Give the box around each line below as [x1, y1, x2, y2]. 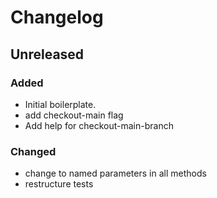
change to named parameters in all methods [24, 167, 207, 180]
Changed [10, 144, 57, 158]
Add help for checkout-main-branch [24, 119, 174, 131]
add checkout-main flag [24, 109, 124, 121]
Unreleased [10, 46, 85, 63]
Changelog [10, 6, 104, 29]
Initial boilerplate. [24, 98, 97, 110]
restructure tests [24, 178, 94, 190]
